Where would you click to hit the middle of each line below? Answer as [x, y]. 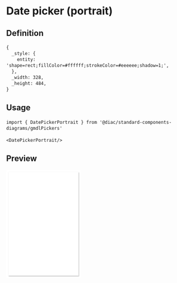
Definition [25, 33]
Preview [22, 159]
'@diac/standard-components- [135, 122]
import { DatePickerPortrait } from [52, 122]
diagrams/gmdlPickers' [34, 128]
